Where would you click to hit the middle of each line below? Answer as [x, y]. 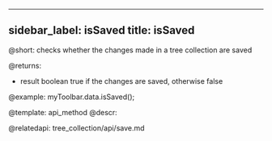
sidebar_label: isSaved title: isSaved [102, 30]
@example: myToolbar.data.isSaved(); [72, 97]
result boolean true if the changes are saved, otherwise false [121, 81]
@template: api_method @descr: [63, 112]
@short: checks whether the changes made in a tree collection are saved [130, 50]
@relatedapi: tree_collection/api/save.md [76, 128]
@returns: [25, 65]
